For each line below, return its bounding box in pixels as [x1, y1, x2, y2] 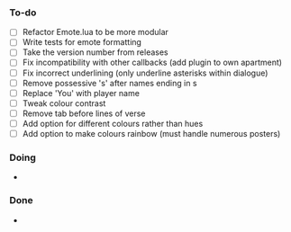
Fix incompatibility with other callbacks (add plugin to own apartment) [22, 57, 282, 68]
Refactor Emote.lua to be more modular [22, 27, 169, 38]
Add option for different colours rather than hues [22, 118, 204, 129]
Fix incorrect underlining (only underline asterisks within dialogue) [22, 67, 268, 78]
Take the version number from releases [22, 47, 168, 58]
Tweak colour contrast [22, 97, 106, 109]
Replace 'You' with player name [22, 87, 140, 98]
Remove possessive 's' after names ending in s [22, 77, 197, 88]
